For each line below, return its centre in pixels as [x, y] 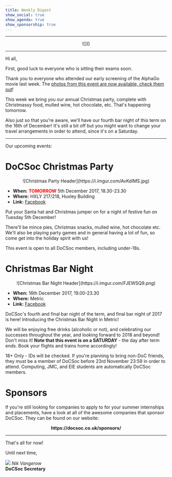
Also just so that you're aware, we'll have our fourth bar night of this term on [86, 120]
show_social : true [25, 15]
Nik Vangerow [27, 464]
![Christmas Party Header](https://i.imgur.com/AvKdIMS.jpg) [86, 181]
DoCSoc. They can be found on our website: [52, 418]
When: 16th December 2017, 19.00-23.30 [56, 293]
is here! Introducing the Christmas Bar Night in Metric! [62, 320]
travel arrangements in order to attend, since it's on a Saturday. [72, 131]
